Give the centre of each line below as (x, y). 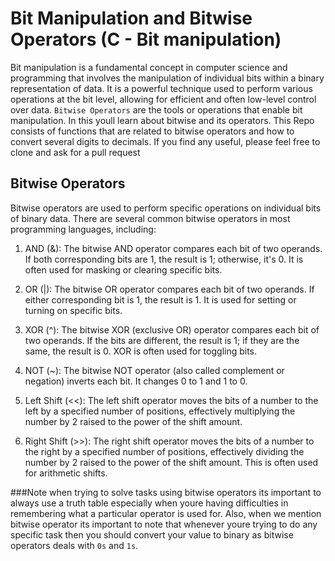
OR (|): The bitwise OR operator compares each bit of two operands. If (169, 289)
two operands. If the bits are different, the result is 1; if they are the (162, 340)
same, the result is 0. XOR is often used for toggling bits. (141, 351)
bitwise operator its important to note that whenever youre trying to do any (164, 524)
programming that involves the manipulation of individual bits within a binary (167, 78)
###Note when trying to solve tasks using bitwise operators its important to (166, 492)
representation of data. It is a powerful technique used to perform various (161, 88)
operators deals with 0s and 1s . (74, 545)
